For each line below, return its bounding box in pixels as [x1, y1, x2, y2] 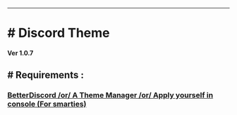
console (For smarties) [7, 99, 87, 109]
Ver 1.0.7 [7, 49, 34, 57]
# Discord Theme [7, 25, 110, 41]
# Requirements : [7, 69, 85, 81]
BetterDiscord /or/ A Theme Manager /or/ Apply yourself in [7, 90, 214, 100]
